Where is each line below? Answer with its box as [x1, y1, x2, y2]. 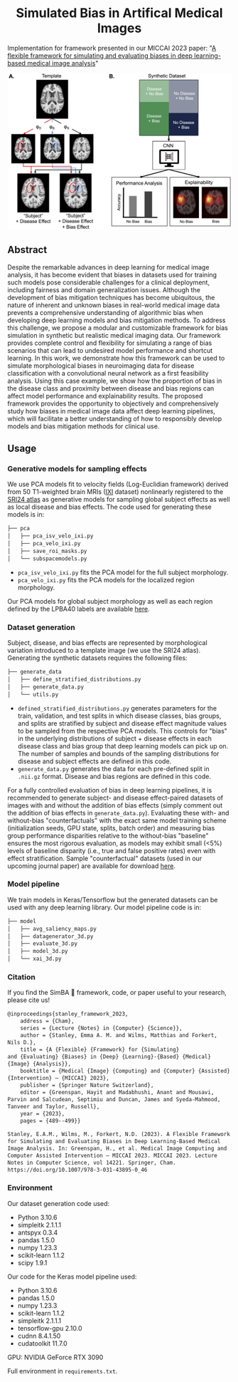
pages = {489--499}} [20, 1118, 81, 1125]
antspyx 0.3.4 [17, 1228, 58, 1237]
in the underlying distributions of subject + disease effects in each [17, 734, 212, 743]
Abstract [7, 244, 48, 256]
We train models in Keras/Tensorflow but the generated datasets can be [7, 895, 218, 904]
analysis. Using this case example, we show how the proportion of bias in [7, 376, 222, 385]
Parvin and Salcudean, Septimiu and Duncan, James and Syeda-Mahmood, [7, 1096, 221, 1103]
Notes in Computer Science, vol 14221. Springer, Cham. [7, 1160, 176, 1167]
